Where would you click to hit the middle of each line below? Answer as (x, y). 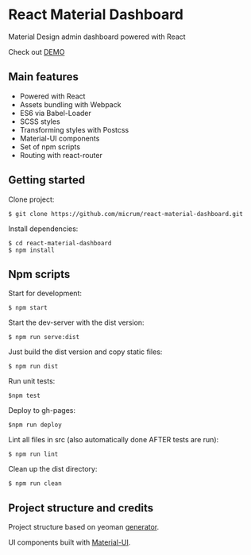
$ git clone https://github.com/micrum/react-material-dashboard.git (126, 214)
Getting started (47, 180)
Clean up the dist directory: (53, 469)
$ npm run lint (33, 454)
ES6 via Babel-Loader (55, 113)
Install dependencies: (43, 229)
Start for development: (45, 293)
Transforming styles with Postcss (74, 129)
